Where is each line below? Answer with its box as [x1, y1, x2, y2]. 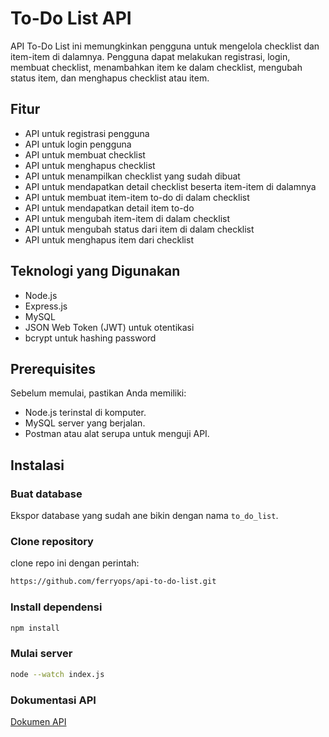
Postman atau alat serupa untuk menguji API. [24, 428, 210, 440]
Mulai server [10, 647, 73, 661]
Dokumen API [10, 715, 67, 727]
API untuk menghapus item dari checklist [24, 233, 194, 246]
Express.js [24, 300, 68, 312]
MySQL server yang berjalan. [24, 417, 146, 429]
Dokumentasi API [10, 693, 97, 707]
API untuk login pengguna [24, 138, 132, 150]
